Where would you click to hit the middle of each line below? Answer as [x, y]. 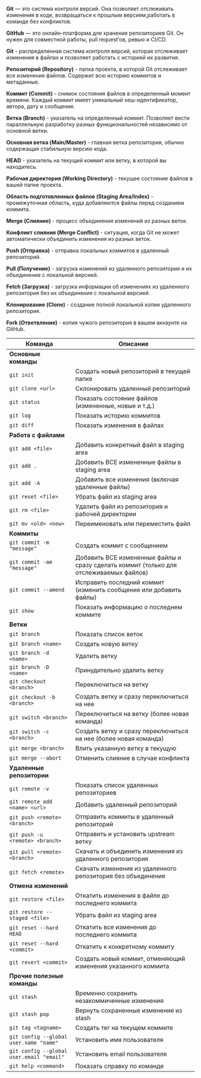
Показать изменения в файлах [120, 425]
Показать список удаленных [117, 785]
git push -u [26, 835]
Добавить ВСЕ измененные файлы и [128, 557]
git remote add [31, 802]
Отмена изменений [39, 886]
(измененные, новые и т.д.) [115, 406]
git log [20, 416]
